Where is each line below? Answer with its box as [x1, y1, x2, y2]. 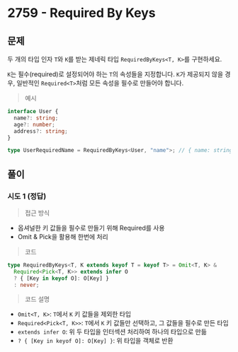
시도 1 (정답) [7, 191, 47, 201]
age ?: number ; [13, 121, 55, 128]
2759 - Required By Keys [7, 5, 156, 21]
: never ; [13, 281, 40, 288]
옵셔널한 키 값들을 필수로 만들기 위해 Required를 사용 [17, 223, 165, 232]
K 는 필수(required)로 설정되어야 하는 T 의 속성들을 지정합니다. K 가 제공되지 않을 [7, 70, 224, 78]
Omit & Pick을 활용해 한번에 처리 [17, 232, 108, 241]
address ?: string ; [13, 127, 69, 135]
